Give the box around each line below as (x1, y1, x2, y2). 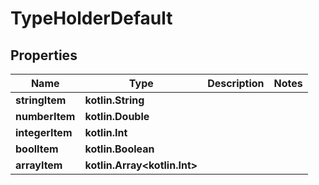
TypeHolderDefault (10, 7, 173, 30)
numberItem (15, 110, 76, 123)
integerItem (15, 126, 73, 139)
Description (207, 77, 265, 90)
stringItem (15, 93, 67, 107)
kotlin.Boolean (84, 142, 155, 156)
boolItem (15, 142, 59, 156)
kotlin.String (84, 93, 145, 107)
